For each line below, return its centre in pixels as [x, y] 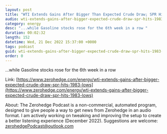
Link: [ [12, 79]
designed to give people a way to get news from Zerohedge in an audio [78, 110]
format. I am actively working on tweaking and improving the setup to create [83, 116]
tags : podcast [20, 47]
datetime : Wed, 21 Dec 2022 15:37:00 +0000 [51, 42]
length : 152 [17, 38]
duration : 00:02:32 [25, 33]
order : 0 [14, 56]
